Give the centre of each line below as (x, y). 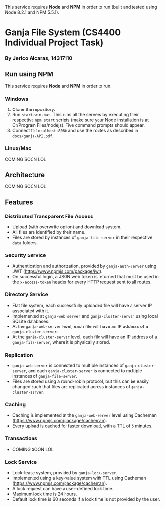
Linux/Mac (18, 148)
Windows (17, 99)
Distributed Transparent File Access (49, 216)
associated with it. (31, 311)
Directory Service (27, 294)
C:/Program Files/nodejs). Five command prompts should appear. (79, 125)
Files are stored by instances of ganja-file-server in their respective (82, 237)
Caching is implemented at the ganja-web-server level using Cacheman (84, 415)
